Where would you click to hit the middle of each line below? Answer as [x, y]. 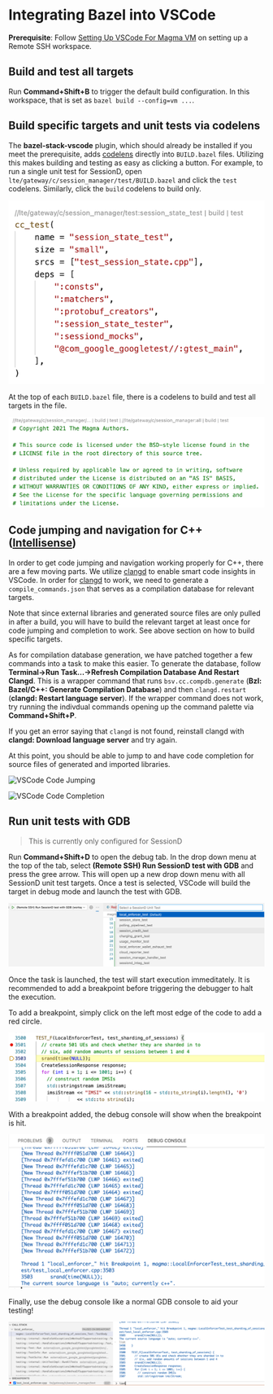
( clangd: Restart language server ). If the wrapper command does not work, [136, 698]
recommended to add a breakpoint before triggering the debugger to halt [131, 989]
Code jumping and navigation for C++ [106, 530]
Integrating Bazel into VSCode [112, 15]
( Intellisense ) [43, 543]
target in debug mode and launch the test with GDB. [95, 891]
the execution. [32, 997]
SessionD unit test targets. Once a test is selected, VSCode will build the [130, 883]
